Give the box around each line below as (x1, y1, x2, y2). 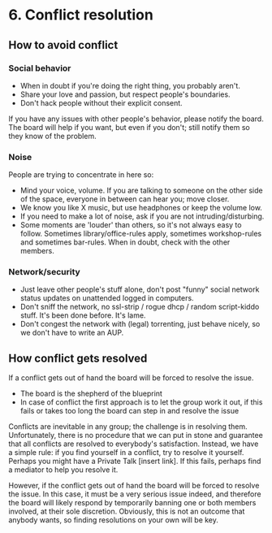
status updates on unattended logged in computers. (19, 293, 194, 303)
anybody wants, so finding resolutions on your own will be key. (8, 515, 219, 525)
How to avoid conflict (8, 38, 119, 52)
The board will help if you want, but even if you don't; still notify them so (8, 122, 250, 132)
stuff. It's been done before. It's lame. (19, 310, 146, 320)
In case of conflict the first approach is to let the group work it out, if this (19, 397, 263, 407)
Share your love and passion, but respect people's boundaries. (19, 89, 231, 99)
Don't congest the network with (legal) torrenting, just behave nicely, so (19, 319, 261, 329)
